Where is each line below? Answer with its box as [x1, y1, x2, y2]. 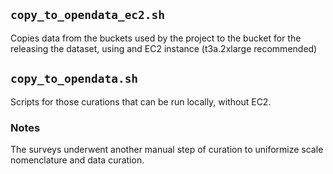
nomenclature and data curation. [10, 154, 145, 166]
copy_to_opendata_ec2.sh [10, 8, 166, 23]
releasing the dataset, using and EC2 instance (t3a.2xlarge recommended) [10, 42, 318, 54]
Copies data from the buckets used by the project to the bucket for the [10, 32, 302, 44]
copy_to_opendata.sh [10, 72, 139, 86]
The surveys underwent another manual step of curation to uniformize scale [10, 143, 324, 155]
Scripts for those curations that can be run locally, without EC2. [10, 95, 272, 108]
